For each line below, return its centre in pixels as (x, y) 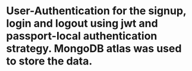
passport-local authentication (82, 36)
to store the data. (49, 61)
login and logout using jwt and (82, 23)
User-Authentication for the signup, (96, 11)
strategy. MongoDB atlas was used (94, 49)
